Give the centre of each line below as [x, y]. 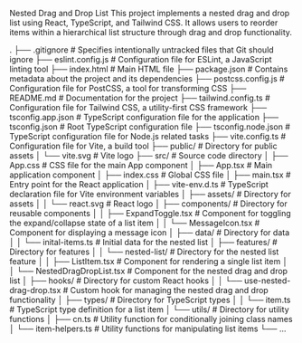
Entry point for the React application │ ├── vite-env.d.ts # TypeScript [139, 184]
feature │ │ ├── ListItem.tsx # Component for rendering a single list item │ [149, 261]
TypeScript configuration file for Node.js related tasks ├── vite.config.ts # [148, 136]
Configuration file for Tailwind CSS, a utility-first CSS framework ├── [138, 107]
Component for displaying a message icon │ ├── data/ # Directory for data [150, 233]
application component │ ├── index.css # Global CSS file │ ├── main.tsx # [150, 175]
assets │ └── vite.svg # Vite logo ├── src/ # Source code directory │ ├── [149, 156]
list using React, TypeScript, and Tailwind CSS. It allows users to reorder [144, 23]
